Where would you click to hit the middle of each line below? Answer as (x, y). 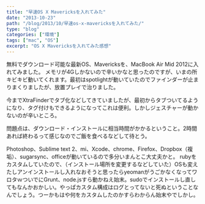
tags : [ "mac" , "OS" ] (33, 40)
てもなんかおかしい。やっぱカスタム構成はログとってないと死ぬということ (100, 187)
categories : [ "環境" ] (33, 35)
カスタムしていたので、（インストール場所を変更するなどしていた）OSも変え (102, 164)
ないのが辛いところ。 (33, 115)
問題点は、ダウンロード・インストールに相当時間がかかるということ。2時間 (102, 128)
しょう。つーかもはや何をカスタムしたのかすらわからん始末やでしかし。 (108, 195)
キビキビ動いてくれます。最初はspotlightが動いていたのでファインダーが (97, 79)
